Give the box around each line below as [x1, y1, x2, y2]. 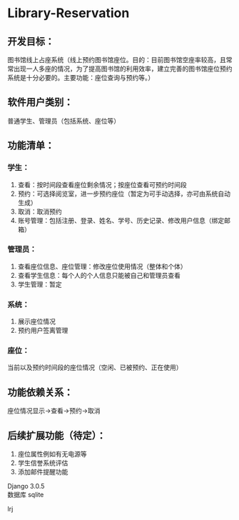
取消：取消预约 [17, 207, 62, 216]
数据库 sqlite [7, 491, 44, 499]
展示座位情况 [17, 317, 56, 326]
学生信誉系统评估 [17, 459, 68, 467]
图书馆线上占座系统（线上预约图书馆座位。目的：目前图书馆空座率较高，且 [7, 56, 226, 64]
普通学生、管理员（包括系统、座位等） [7, 116, 120, 125]
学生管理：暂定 [17, 280, 62, 289]
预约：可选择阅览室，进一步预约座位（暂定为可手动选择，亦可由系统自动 [17, 189, 230, 198]
